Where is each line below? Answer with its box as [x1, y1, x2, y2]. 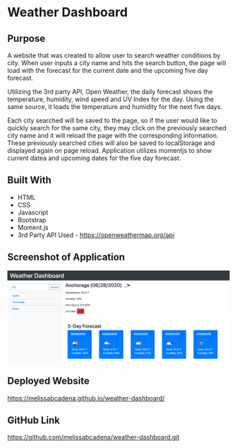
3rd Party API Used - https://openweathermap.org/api [17, 231, 175, 239]
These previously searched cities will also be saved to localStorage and [7, 139, 215, 147]
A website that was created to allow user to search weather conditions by [7, 51, 221, 59]
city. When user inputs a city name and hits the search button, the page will [7, 59, 226, 67]
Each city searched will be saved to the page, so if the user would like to [7, 116, 217, 125]
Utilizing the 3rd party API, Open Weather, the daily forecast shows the [7, 88, 213, 96]
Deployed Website [7, 375, 90, 387]
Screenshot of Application [7, 251, 126, 263]
